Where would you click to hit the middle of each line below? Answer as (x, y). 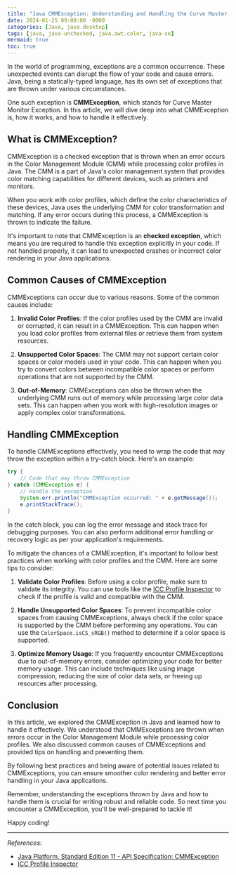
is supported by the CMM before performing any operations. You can (117, 625)
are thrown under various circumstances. (67, 89)
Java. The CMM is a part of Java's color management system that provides (116, 171)
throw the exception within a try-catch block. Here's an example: (101, 459)
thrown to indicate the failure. (50, 222)
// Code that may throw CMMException (75, 478)
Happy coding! (29, 823)
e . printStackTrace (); (51, 504)
